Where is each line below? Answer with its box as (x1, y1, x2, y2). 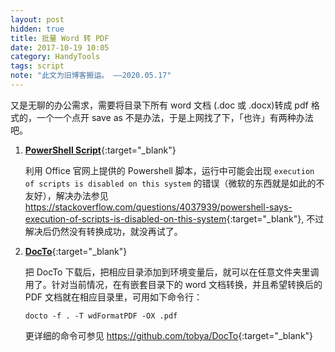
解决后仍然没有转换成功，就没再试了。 (24, 225, 183, 237)
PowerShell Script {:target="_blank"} (24, 144, 177, 156)
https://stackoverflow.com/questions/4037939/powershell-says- (24, 201, 293, 213)
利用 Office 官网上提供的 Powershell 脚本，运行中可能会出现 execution (24, 164, 315, 176)
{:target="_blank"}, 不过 (226, 212, 325, 225)
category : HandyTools (10, 52, 101, 62)
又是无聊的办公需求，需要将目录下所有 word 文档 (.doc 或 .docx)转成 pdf (10, 99, 309, 111)
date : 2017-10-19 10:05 (10, 42, 110, 53)
